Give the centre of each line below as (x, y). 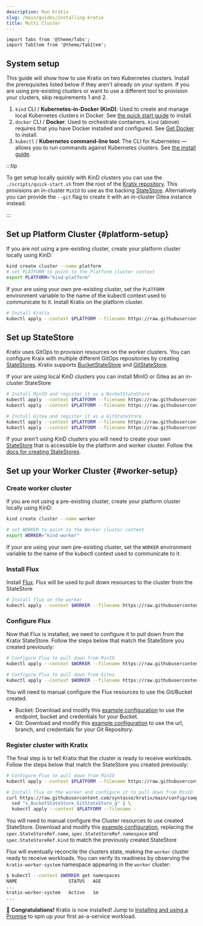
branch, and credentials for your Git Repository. (74, 729)
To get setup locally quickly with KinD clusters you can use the (84, 178)
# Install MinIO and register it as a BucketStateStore (78, 394)
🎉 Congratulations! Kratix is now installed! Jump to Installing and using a (97, 910)
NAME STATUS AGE (54, 881)
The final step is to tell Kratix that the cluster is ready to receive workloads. (99, 758)
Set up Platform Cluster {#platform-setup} (88, 234)
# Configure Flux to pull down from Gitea (60, 675)
